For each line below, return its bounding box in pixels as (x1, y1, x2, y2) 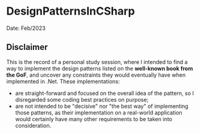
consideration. (15, 122, 52, 129)
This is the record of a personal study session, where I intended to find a (6, 58, 188, 65)
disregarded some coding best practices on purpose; (15, 96, 149, 103)
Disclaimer (6, 42, 48, 52)
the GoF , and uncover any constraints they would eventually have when (6, 71, 186, 79)
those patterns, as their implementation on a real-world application (15, 108, 182, 116)
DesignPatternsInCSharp (6, 4, 135, 18)
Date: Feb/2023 (6, 24, 46, 32)
